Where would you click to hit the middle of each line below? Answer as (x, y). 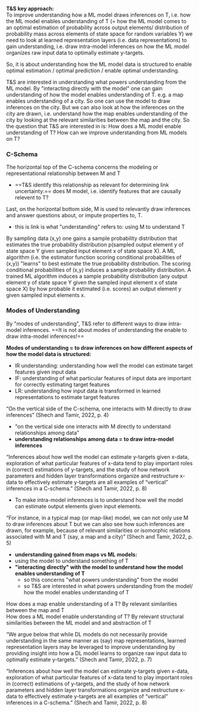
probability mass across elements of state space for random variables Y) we (99, 34)
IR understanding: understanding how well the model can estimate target (104, 365)
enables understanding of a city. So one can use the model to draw (88, 101)
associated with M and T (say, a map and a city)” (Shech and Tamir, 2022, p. (100, 536)
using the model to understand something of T (72, 561)
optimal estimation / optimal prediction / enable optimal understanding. (93, 70)
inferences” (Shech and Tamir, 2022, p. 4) (58, 414)
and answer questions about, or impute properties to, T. (74, 216)
